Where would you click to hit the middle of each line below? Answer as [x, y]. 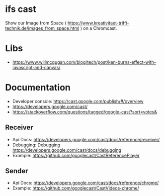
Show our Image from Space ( [36, 23]
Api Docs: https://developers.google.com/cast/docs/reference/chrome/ [85, 183]
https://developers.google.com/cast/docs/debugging [67, 150]
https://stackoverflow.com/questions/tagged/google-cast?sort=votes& [85, 112]
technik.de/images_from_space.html [42, 28]
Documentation [38, 88]
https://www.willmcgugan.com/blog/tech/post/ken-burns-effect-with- [84, 62]
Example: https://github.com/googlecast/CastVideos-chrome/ [76, 188]
